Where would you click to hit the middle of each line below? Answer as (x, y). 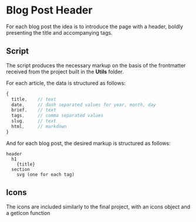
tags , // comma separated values (58, 116)
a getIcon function (28, 213)
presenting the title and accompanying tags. (59, 32)
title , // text (34, 99)
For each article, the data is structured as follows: (66, 83)
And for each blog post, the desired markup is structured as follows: (89, 143)
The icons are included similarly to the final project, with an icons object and (98, 207)
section (21, 169)
